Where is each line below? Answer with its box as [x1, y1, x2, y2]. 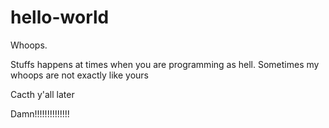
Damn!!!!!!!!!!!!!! [10, 107, 70, 120]
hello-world [10, 6, 110, 29]
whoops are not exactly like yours [10, 69, 149, 81]
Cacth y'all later [10, 88, 75, 100]
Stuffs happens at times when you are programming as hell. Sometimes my [10, 58, 320, 70]
